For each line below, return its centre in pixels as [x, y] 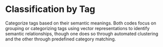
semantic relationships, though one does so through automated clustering [82, 33]
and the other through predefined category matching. [61, 39]
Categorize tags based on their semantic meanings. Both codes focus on [81, 23]
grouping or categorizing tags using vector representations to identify [77, 28]
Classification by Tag [50, 9]
